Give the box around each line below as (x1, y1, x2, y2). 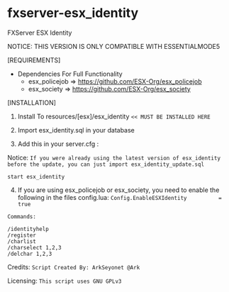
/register (7, 232, 37, 239)
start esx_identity (7, 173, 65, 180)
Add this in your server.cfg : (17, 140, 99, 148)
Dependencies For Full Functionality (17, 69, 123, 78)
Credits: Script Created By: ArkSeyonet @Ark (7, 262, 140, 271)
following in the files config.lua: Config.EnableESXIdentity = (17, 193, 222, 201)
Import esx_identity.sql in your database (17, 125, 135, 134)
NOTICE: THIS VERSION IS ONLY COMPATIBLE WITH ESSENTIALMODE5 (7, 42, 220, 50)
